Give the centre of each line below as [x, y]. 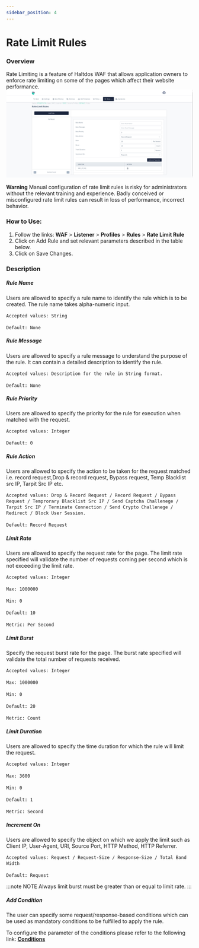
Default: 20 [21, 707]
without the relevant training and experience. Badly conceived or [85, 193]
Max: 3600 [18, 776]
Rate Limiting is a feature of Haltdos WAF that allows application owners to [97, 74]
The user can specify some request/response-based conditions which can [97, 915]
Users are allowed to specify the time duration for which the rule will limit [95, 746]
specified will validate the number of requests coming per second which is [97, 559]
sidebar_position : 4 [32, 12]
